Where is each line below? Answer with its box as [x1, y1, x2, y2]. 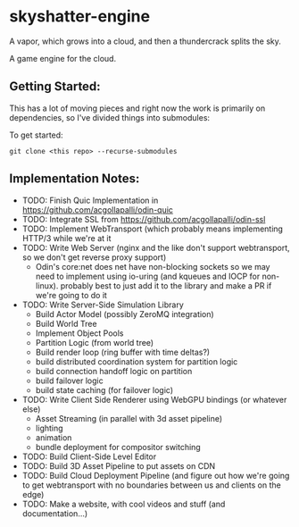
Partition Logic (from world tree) [35, 337, 154, 347]
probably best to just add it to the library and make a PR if [60, 280, 272, 291]
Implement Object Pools [35, 328, 124, 339]
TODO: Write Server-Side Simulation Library [21, 299, 185, 310]
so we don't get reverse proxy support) [21, 252, 167, 263]
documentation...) [21, 507, 88, 519]
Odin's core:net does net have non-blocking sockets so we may [35, 261, 270, 272]
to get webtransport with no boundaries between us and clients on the [21, 480, 281, 490]
